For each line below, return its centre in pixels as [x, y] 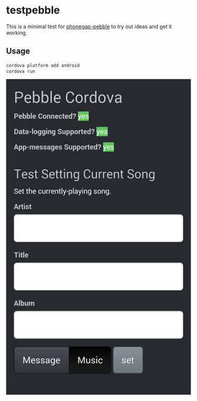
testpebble [33, 10]
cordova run [21, 71]
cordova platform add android [43, 65]
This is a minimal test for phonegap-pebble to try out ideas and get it [89, 26]
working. [17, 32]
